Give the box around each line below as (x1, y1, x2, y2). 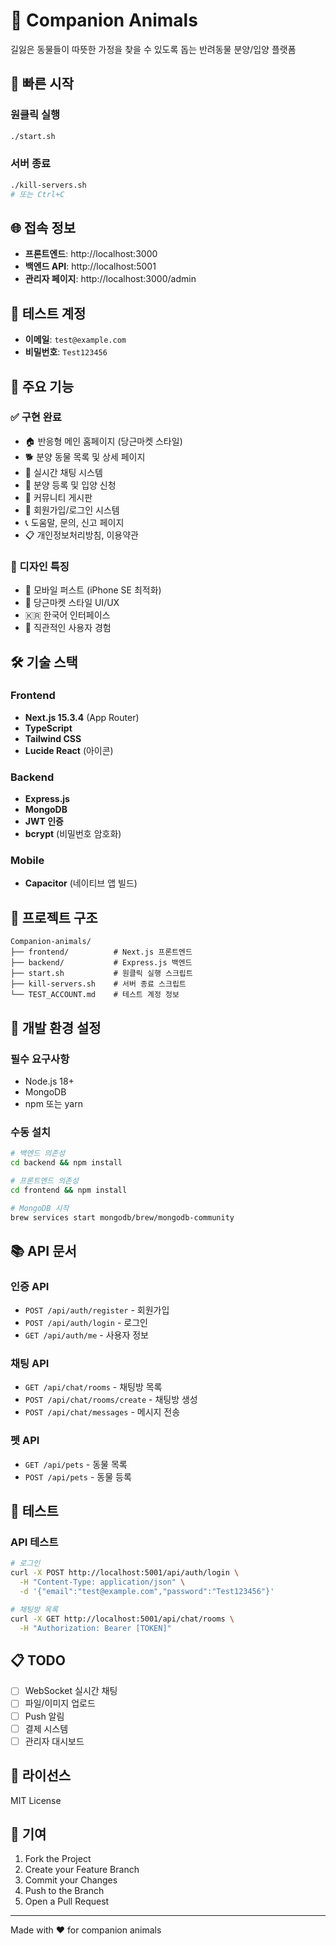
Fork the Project (24, 1853, 92, 1865)
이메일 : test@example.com (24, 334, 127, 346)
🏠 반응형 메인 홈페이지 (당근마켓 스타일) (24, 435, 183, 447)
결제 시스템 (24, 1722, 69, 1734)
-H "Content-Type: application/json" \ (19, 1577, 186, 1588)
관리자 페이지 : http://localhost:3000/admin (24, 273, 197, 285)
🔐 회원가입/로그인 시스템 (24, 504, 120, 516)
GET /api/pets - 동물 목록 (24, 1458, 128, 1470)
